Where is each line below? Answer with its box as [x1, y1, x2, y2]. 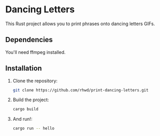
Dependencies [5, 35, 53, 44]
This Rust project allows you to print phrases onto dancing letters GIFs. [5, 21, 155, 27]
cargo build [12, 107, 38, 112]
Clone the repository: [12, 77, 58, 84]
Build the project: [12, 96, 49, 103]
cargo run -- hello [12, 126, 55, 131]
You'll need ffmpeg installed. [5, 49, 66, 55]
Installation [5, 64, 42, 73]
